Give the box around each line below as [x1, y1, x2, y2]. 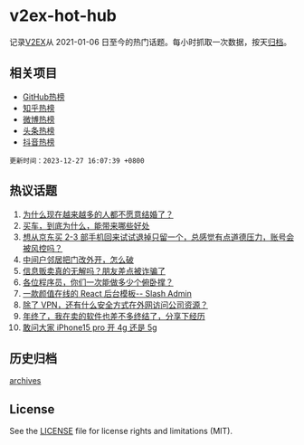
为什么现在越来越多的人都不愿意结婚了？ [22, 209, 174, 220]
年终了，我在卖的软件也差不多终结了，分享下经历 [22, 310, 205, 321]
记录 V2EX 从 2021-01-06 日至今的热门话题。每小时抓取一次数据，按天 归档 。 [9, 36, 292, 47]
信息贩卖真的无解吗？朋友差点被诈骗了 [22, 265, 166, 276]
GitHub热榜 [22, 91, 65, 102]
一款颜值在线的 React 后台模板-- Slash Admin [22, 288, 193, 298]
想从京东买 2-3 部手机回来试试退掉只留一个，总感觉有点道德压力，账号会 [22, 232, 295, 242]
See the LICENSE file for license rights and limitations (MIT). [9, 426, 233, 437]
